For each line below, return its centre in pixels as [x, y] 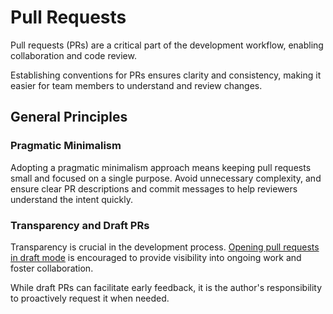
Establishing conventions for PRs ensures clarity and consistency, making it [166, 75]
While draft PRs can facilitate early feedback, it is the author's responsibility [166, 287]
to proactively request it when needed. [90, 298]
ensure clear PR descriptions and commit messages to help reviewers [154, 188]
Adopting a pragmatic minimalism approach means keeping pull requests [161, 167]
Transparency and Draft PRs [80, 225]
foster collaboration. [52, 268]
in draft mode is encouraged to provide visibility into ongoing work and [156, 257]
